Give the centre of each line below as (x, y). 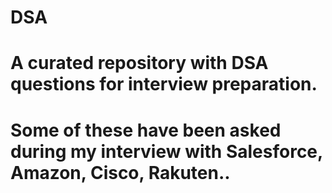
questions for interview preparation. (164, 84)
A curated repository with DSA (139, 63)
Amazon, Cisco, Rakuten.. (120, 172)
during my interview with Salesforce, (166, 151)
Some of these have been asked (146, 130)
